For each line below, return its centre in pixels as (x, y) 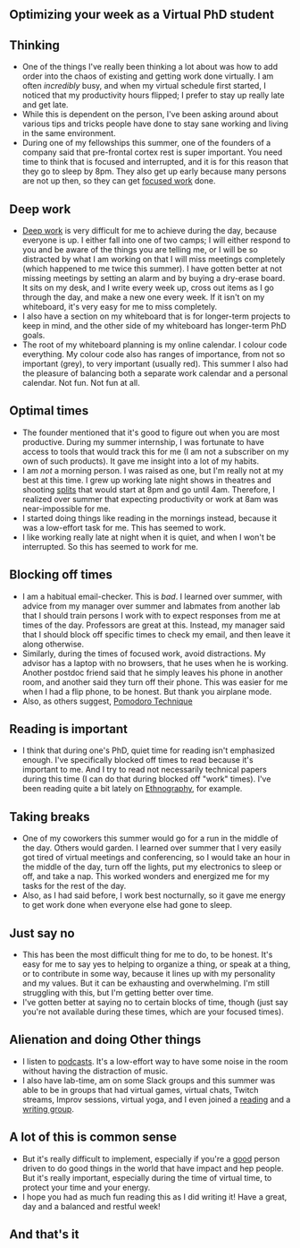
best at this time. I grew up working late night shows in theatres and (146, 480)
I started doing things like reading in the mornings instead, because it (150, 517)
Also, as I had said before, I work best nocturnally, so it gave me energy (154, 895)
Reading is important (68, 729)
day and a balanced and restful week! (91, 1206)
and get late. (45, 105)
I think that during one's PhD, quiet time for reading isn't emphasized (148, 750)
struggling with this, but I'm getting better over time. (118, 993)
